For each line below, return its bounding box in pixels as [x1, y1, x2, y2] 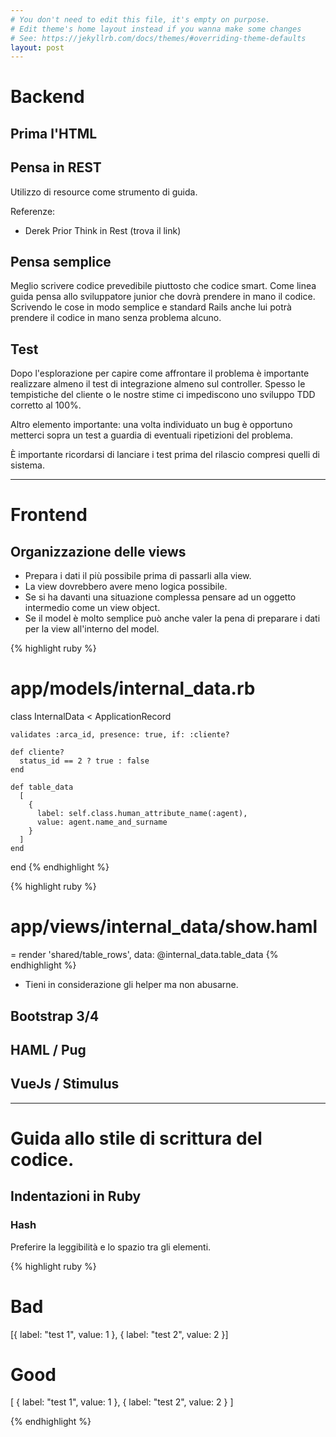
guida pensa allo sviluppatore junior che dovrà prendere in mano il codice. [10, 291, 316, 303]
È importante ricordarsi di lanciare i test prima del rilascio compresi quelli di [10, 449, 320, 461]
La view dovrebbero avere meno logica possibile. [24, 581, 228, 593]
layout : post [10, 42, 65, 53]
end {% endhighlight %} [10, 861, 110, 873]
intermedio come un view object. [24, 602, 161, 614]
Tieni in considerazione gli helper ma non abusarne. [24, 979, 239, 991]
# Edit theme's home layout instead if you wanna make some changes [10, 24, 302, 34]
